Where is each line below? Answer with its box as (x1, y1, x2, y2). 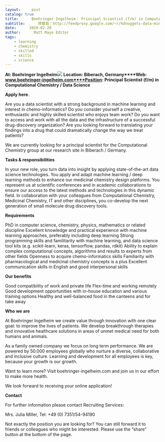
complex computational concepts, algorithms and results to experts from (5, 248, 152, 254)
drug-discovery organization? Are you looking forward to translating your (5, 122, 153, 128)
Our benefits (5, 274, 32, 280)
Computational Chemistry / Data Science (5, 82, 91, 88)
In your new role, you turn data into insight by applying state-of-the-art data (5, 166, 159, 172)
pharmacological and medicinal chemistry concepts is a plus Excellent (5, 259, 147, 265)
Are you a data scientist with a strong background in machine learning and (5, 101, 156, 107)
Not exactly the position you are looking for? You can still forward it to (5, 421, 146, 427)
